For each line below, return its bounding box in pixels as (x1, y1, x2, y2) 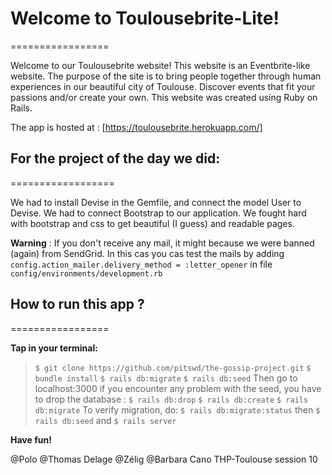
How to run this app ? (10, 296, 145, 313)
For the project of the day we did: (10, 150, 221, 167)
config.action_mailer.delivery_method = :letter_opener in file (10, 258, 273, 270)
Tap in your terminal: (10, 342, 98, 354)
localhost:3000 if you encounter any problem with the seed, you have (34, 382, 322, 394)
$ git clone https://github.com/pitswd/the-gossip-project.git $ (34, 363, 312, 373)
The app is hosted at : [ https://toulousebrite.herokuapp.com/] (10, 121, 263, 133)
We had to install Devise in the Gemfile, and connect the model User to (10, 196, 302, 208)
